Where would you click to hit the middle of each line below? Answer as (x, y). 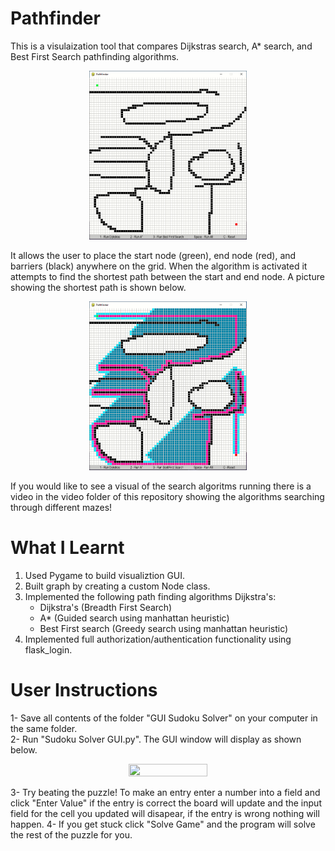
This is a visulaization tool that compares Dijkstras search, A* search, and (161, 46)
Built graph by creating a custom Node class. (117, 586)
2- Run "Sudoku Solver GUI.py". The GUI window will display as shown (156, 739)
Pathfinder (55, 18)
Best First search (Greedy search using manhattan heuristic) (164, 629)
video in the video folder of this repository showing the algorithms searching (167, 497)
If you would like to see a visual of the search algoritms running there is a (161, 486)
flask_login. (48, 650)
